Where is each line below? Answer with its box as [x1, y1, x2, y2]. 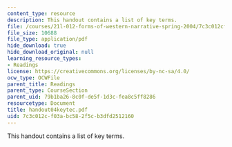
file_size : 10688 [7, 29, 57, 37]
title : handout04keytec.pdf [7, 106, 88, 113]
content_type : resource [7, 10, 76, 17]
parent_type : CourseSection [7, 87, 88, 94]
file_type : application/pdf [7, 36, 88, 43]
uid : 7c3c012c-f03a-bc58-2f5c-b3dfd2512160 [7, 112, 135, 119]
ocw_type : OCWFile [7, 74, 60, 81]
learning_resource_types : [7, 55, 81, 62]
